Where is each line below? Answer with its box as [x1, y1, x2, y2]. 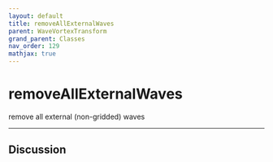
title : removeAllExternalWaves [8, 20, 115, 28]
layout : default [8, 11, 63, 20]
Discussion [8, 143, 67, 157]
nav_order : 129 [8, 42, 60, 50]
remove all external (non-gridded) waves [8, 112, 145, 121]
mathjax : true [8, 50, 57, 58]
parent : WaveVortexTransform [8, 27, 107, 35]
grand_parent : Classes [8, 34, 85, 43]
